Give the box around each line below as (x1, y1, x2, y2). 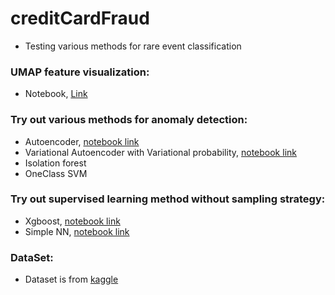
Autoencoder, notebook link (24, 135, 140, 147)
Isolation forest (24, 157, 87, 169)
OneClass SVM (24, 167, 88, 179)
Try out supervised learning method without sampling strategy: (10, 192, 326, 206)
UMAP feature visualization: (10, 65, 150, 79)
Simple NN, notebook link (24, 225, 130, 237)
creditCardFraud (10, 7, 150, 30)
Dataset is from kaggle (24, 273, 119, 286)
